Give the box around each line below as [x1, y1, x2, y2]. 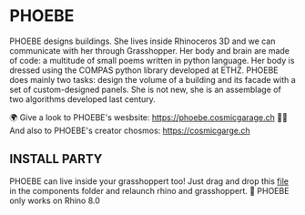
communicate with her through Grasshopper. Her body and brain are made [9, 45, 290, 56]
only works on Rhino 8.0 [9, 195, 100, 206]
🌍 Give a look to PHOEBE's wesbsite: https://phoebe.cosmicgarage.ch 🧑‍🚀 [9, 111, 289, 123]
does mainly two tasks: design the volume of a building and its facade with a [9, 74, 296, 85]
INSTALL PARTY [9, 151, 103, 167]
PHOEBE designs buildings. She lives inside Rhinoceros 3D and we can [9, 36, 276, 46]
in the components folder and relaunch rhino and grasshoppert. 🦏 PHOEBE [9, 185, 290, 196]
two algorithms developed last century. [9, 93, 157, 105]
